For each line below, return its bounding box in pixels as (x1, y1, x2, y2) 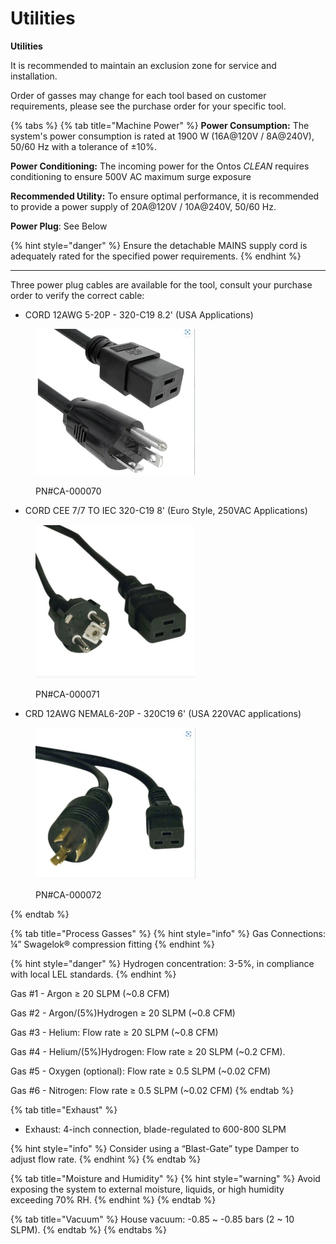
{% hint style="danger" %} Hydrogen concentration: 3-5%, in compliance (10, 958, 315, 970)
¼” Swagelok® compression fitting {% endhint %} (10, 938, 216, 951)
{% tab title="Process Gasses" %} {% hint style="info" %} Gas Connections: (10, 928, 326, 940)
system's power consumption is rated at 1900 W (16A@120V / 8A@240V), (10, 130, 315, 142)
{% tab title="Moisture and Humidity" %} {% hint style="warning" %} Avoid (10, 1173, 321, 1185)
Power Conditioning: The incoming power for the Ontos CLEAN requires (10, 160, 310, 172)
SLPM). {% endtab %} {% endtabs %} (10, 1224, 168, 1236)
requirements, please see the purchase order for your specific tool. (10, 100, 287, 112)
